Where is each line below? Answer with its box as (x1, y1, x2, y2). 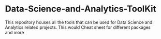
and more (5, 29, 24, 35)
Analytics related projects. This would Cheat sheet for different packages (5, 24, 151, 30)
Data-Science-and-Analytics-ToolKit (5, 3, 156, 14)
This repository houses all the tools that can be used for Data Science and (5, 19, 153, 25)
